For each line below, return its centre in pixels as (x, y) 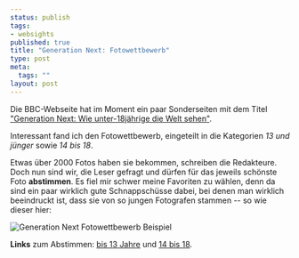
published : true (40, 42)
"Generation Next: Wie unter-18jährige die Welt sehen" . (111, 118)
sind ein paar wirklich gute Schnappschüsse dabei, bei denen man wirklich (147, 190)
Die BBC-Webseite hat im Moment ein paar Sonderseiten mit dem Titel (139, 109)
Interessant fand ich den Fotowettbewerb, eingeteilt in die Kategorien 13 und (150, 135)
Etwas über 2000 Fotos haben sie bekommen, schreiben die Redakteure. (144, 162)
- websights (32, 34)
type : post (30, 59)
